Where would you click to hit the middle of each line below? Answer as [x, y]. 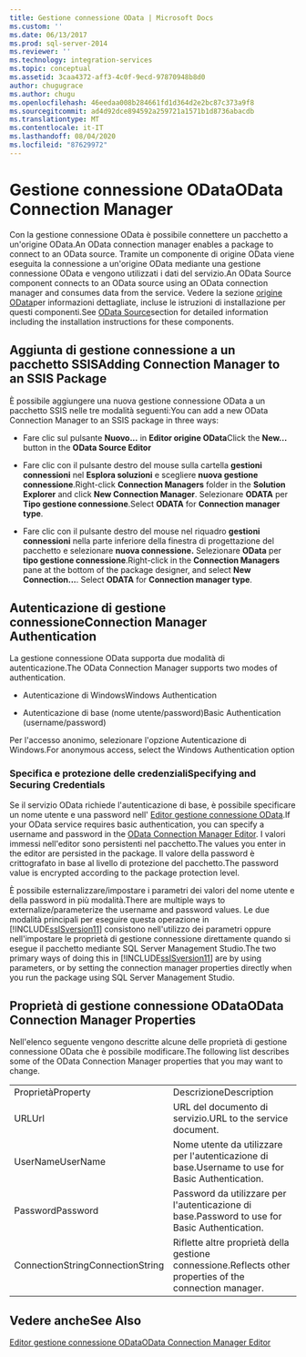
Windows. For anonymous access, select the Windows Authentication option [152, 750]
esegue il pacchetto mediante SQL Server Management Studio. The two [143, 948]
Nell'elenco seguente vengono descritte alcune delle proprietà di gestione [148, 1042]
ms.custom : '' [36, 26]
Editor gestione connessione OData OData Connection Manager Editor [140, 1342]
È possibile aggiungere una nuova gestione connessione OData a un [138, 401]
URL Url [30, 1118]
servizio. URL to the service [230, 1118]
